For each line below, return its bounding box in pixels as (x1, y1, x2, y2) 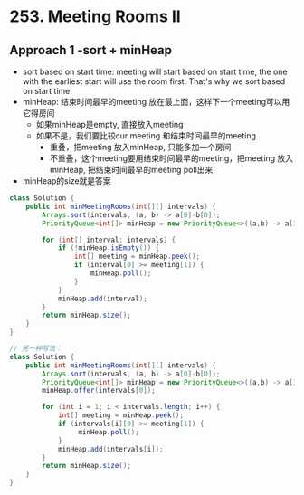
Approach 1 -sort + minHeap (9, 43, 172, 58)
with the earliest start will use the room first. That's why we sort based (22, 76, 286, 87)
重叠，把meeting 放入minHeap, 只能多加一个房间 (49, 142, 232, 152)
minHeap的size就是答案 (22, 176, 111, 186)
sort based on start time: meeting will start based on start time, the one (22, 66, 288, 77)
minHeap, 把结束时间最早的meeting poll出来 (49, 165, 214, 175)
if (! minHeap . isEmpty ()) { (57, 243, 160, 252)
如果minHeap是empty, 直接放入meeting (35, 119, 184, 129)
